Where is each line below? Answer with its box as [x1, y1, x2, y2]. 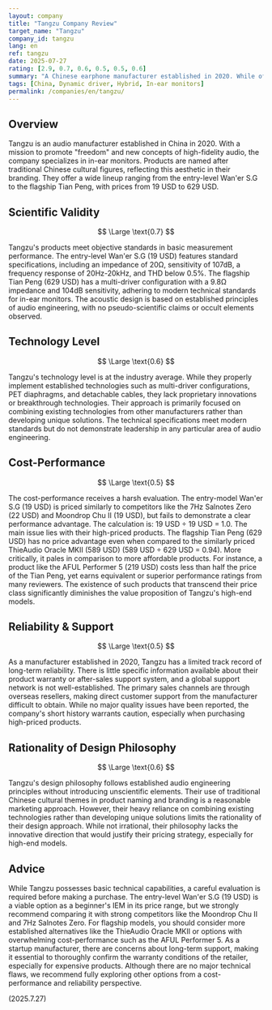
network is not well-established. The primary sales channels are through [8, 683, 250, 693]
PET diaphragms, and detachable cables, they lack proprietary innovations [8, 389, 257, 399]
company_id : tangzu [8, 34, 74, 43]
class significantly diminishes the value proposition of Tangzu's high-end [8, 588, 253, 597]
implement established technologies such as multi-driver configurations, [8, 380, 250, 390]
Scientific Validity [8, 205, 100, 219]
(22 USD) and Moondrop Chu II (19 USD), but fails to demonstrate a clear [8, 510, 251, 520]
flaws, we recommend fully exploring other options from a [8, 969, 202, 979]
